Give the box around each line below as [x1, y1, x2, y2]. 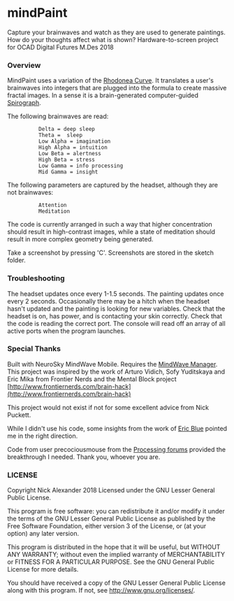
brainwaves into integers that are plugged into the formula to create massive [7, 84, 227, 92]
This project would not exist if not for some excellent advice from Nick [7, 403, 210, 411]
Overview [7, 60, 41, 70]
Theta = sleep [38, 132, 82, 139]
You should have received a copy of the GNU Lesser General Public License [7, 579, 226, 587]
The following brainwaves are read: [7, 112, 109, 120]
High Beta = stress [38, 156, 96, 164]
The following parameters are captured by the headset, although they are [7, 181, 219, 190]
